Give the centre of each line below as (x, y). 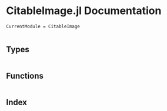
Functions (25, 76)
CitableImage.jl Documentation (84, 11)
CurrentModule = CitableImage (43, 26)
